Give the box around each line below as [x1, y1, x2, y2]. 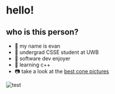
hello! [6, 4, 34, 17]
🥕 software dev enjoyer [14, 55, 71, 62]
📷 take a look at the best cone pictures [14, 68, 109, 75]
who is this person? [6, 27, 79, 37]
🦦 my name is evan [14, 42, 60, 49]
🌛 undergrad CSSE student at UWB [14, 49, 99, 56]
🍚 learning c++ [14, 61, 51, 68]
